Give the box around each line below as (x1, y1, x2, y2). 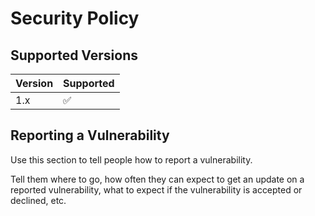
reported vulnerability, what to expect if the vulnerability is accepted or (10, 183, 303, 196)
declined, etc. (10, 194, 67, 206)
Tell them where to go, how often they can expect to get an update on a (10, 173, 305, 185)
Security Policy (10, 7, 140, 30)
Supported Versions (10, 47, 138, 64)
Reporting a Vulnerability (10, 127, 170, 144)
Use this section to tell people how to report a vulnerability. (10, 153, 253, 166)
